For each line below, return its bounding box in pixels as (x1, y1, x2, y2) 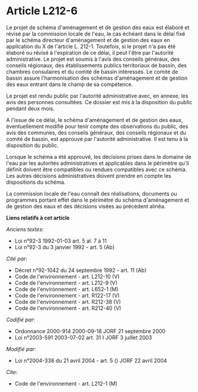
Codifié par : (6, 316, 36, 323)
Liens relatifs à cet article (6, 214, 70, 221)
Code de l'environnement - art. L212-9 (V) (14, 279, 117, 286)
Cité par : (6, 255, 28, 262)
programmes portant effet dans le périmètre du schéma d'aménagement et (6, 196, 190, 203)
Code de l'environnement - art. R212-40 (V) (14, 305, 122, 312)
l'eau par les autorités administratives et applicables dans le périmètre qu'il (6, 159, 189, 167)
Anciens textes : (6, 225, 44, 233)
